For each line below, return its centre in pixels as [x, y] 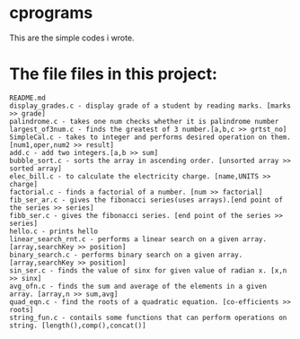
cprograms [51, 13]
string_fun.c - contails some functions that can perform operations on [148, 317]
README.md [28, 98]
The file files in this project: [114, 74]
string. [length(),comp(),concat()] [78, 326]
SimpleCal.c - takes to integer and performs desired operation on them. [150, 137]
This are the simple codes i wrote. [72, 38]
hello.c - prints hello [54, 231]
